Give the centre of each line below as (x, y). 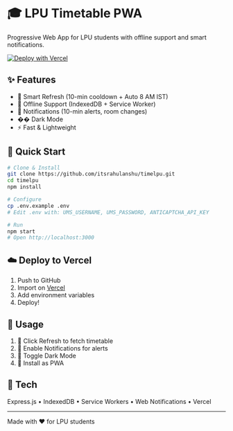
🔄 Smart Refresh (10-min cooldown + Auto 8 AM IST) (93, 96)
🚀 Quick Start (36, 152)
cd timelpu (23, 181)
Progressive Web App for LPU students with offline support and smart (107, 37)
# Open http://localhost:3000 (51, 238)
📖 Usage (25, 324)
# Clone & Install (34, 168)
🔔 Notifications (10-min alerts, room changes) (82, 111)
